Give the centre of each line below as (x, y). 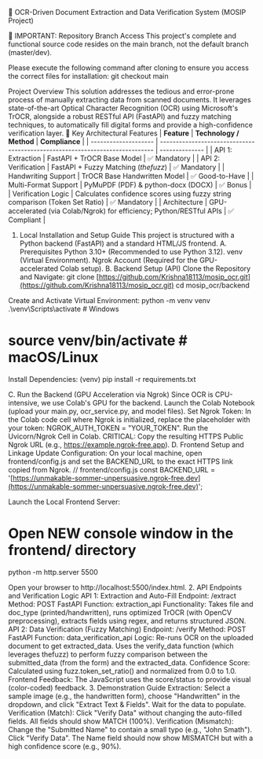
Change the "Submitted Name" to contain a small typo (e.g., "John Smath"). (130, 729)
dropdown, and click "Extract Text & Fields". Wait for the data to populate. (127, 704)
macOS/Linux (53, 357)
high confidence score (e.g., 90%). (65, 746)
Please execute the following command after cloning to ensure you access (129, 68)
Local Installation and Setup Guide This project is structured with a (127, 235)
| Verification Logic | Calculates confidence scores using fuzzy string (120, 194)
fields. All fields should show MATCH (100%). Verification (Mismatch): (121, 721)
